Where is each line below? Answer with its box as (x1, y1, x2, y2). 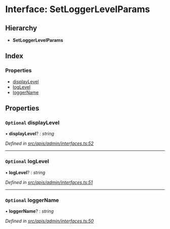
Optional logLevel (5, 158, 50, 165)
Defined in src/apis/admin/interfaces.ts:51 (5, 179, 93, 185)
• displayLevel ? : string (5, 131, 55, 137)
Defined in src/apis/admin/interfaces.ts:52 (5, 140, 94, 146)
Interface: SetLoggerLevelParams (5, 4, 150, 15)
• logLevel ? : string (5, 169, 46, 175)
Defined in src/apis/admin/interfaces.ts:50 (5, 218, 94, 224)
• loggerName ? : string (5, 208, 54, 214)
